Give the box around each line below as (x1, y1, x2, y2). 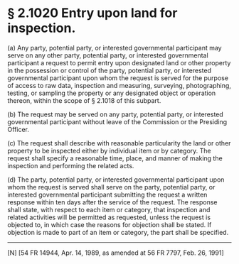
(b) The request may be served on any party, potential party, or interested (7, 110, 224, 119)
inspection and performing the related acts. (7, 161, 134, 170)
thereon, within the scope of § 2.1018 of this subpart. (7, 96, 161, 104)
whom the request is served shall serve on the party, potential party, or (7, 182, 216, 191)
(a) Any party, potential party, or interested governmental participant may (7, 43, 222, 52)
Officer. (7, 125, 30, 133)
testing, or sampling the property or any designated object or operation (7, 89, 216, 97)
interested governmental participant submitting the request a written (7, 190, 208, 199)
